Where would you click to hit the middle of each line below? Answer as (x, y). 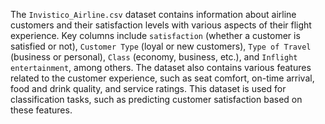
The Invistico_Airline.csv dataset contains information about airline (153, 14)
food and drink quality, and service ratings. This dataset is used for (148, 88)
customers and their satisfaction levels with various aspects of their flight (161, 25)
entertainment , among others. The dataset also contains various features (161, 67)
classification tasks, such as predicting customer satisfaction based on (156, 99)
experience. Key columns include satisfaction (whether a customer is (155, 35)
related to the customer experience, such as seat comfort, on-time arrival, (162, 78)
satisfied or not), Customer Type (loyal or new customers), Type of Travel (161, 46)
